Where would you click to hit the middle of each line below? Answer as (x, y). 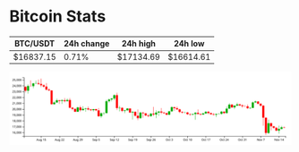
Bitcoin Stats (58, 17)
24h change (87, 44)
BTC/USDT (35, 44)
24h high (139, 44)
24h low (189, 44)
